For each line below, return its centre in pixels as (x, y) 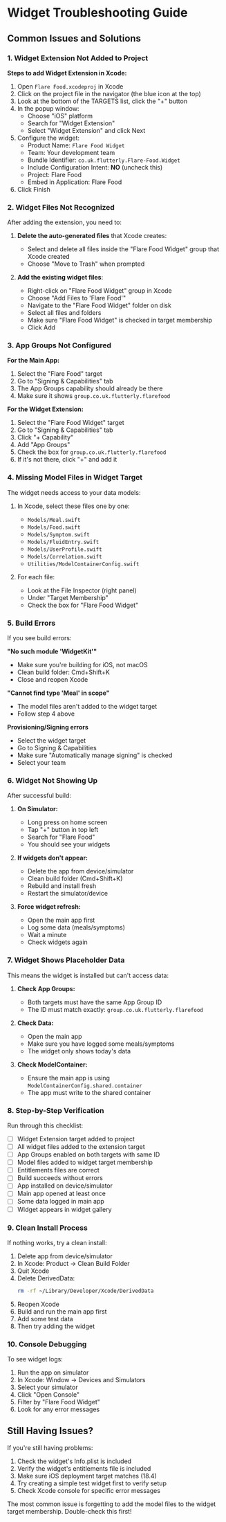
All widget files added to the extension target (81, 1147)
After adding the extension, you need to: (65, 222)
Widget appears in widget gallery (64, 1209)
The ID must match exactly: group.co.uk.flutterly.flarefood (115, 1009)
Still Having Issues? (50, 1431)
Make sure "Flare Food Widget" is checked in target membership (120, 320)
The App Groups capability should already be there (90, 388)
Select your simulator (47, 1387)
